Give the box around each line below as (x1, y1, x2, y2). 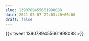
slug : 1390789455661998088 (5, 7, 62, 13)
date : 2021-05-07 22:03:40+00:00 (5, 12, 76, 17)
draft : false (5, 17, 33, 22)
